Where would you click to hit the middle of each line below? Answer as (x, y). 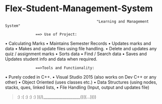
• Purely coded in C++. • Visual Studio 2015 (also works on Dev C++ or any (81, 77)
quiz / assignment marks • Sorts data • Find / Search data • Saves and (76, 54)
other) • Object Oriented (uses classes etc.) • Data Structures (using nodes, (81, 82)
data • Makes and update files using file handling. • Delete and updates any (81, 48)
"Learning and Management (123, 21)
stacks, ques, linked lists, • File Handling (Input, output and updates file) (77, 87)
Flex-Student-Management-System (79, 9)
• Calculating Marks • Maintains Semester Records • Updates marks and (78, 43)
